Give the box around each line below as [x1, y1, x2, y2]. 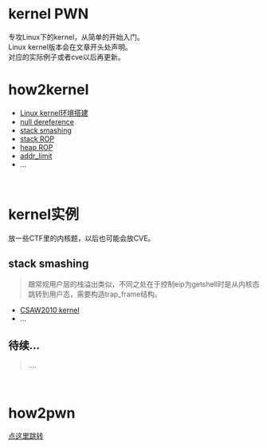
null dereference [19, 117, 74, 126]
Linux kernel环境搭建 [19, 108, 89, 117]
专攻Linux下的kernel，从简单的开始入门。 [8, 32, 145, 42]
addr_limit [19, 151, 53, 161]
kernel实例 [8, 205, 80, 224]
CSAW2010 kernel [19, 305, 80, 315]
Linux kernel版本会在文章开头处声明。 [8, 42, 133, 52]
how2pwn [8, 404, 76, 422]
